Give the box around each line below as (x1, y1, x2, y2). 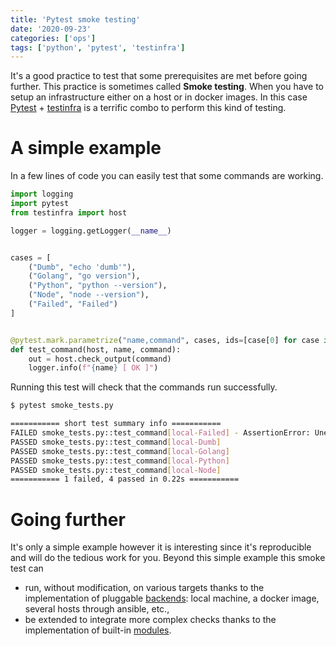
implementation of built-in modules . (24, 624, 172, 636)
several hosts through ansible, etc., (24, 603, 170, 615)
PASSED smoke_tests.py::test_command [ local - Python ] (10, 456, 230, 466)
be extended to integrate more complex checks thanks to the (24, 614, 277, 626)
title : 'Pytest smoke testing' (10, 14, 141, 25)
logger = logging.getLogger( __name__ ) (10, 226, 172, 236)
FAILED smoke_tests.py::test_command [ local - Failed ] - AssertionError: (10, 428, 311, 438)
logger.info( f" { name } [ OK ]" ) (28, 363, 159, 373)
